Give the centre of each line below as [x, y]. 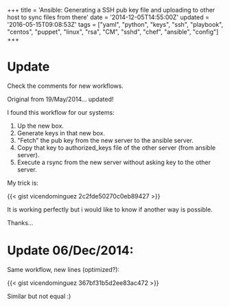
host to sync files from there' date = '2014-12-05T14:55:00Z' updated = [108, 17]
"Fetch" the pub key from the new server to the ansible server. [105, 140]
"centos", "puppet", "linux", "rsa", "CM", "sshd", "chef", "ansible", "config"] [113, 32]
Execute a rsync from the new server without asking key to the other [114, 162]
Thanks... [20, 223]
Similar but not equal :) [39, 296]
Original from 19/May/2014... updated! [60, 99]
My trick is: [23, 183]
